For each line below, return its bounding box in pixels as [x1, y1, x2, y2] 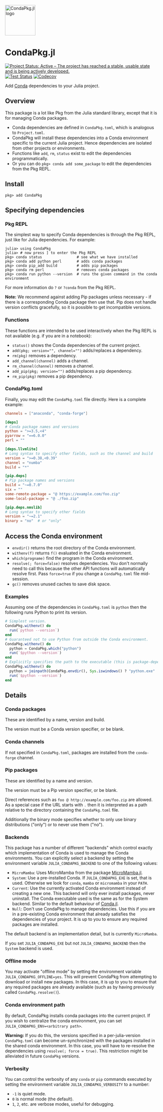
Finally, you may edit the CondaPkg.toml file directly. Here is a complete [5, 396, 147, 402]
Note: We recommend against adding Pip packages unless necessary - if [5, 294, 151, 300]
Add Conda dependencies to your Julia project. [5, 83, 99, 89]
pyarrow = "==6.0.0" [5, 433, 47, 438]
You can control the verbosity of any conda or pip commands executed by [5, 1076, 152, 1082]
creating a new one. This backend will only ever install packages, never [12, 891, 155, 896]
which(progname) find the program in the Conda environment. [12, 555, 134, 561]
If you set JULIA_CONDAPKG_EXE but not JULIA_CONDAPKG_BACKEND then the [5, 940, 147, 946]
